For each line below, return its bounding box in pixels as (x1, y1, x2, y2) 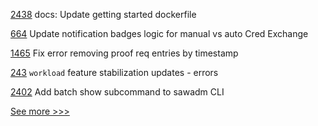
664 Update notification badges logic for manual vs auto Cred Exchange (10, 28, 309, 39)
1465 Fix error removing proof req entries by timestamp (10, 47, 239, 59)
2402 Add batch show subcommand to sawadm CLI (10, 86, 225, 98)
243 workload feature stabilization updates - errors (10, 67, 219, 78)
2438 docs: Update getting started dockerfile (10, 9, 197, 20)
